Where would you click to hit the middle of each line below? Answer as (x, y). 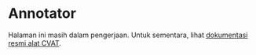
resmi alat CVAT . (35, 43)
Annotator (42, 14)
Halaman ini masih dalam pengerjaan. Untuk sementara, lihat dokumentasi (128, 35)
